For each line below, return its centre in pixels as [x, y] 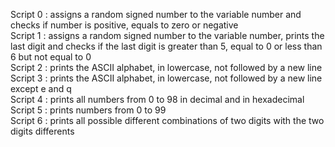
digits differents [42, 131]
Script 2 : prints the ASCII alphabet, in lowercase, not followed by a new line [166, 67]
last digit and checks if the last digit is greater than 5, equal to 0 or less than [166, 46]
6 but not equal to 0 [51, 57]
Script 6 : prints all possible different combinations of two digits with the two [167, 120]
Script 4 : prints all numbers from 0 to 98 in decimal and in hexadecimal [157, 99]
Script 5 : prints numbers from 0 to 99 [88, 110]
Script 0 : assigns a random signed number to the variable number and [156, 14]
